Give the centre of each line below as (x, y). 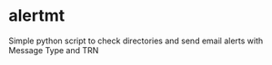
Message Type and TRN (54, 50)
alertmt (37, 16)
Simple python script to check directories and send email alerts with (136, 41)
